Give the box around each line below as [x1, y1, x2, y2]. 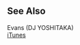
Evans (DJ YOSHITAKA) [7, 23, 74, 31]
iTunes [7, 31, 26, 39]
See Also [7, 5, 46, 17]
